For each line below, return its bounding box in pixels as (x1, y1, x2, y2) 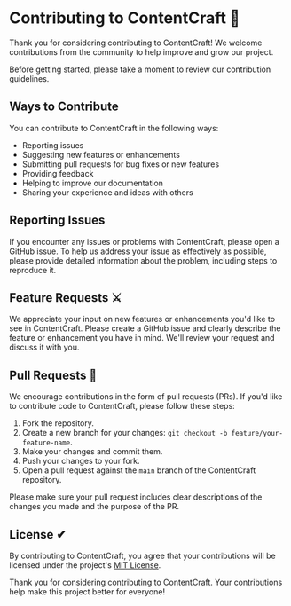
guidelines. (9, 73, 50, 83)
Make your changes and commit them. (21, 446, 163, 457)
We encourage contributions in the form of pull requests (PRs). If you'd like (9, 391, 283, 402)
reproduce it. (9, 264, 57, 275)
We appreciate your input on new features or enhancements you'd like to (9, 314, 276, 325)
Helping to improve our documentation (21, 177, 164, 188)
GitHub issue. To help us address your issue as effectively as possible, (9, 246, 267, 256)
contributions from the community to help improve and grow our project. (9, 46, 274, 57)
